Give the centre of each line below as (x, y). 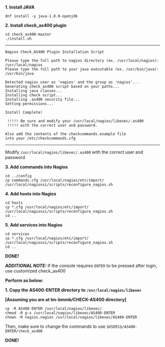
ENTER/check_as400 (24, 331)
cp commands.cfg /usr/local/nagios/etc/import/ (55, 180)
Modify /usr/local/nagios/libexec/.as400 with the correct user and (74, 152)
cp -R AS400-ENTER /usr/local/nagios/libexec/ (54, 308)
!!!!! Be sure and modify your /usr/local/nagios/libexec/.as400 (75, 121)
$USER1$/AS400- (122, 327)
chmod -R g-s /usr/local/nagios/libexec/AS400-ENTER (60, 313)
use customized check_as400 (35, 271)
